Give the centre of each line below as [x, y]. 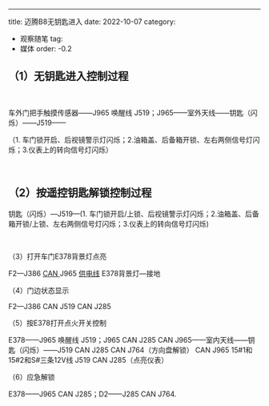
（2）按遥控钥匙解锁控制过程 [80, 193]
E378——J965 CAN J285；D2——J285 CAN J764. [92, 394]
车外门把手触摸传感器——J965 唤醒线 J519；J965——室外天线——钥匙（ [129, 112]
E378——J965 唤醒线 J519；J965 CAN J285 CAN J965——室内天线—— [128, 340]
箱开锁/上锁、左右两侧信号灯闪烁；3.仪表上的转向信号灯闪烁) [109, 223]
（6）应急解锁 [32, 376]
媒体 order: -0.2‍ [46, 48]
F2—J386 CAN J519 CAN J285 [60, 306]
